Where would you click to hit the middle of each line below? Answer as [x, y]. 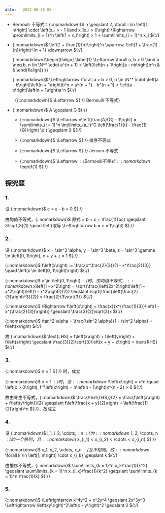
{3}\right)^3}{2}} [22, 297]
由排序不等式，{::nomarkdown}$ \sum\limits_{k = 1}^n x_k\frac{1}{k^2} [76, 466]
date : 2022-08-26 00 [28, 10]
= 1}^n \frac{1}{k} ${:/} [28, 477]
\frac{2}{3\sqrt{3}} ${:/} [68, 297]
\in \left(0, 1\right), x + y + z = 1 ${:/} [42, 256]
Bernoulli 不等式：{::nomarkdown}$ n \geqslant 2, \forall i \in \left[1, [81, 24]
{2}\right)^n [17, 409]
